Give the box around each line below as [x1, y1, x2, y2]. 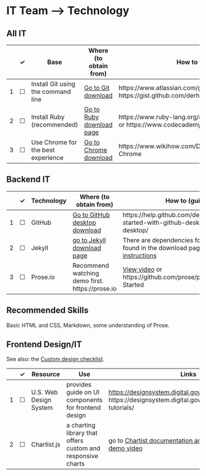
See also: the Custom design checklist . [6, 356, 105, 363]
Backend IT [6, 174, 50, 185]
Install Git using [31, 80, 75, 88]
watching [72, 268, 99, 277]
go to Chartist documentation [108, 437, 193, 445]
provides [66, 380, 92, 389]
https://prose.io [72, 284, 117, 292]
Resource [31, 370, 60, 378]
